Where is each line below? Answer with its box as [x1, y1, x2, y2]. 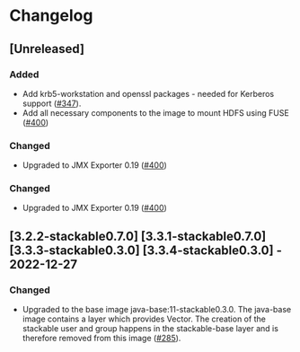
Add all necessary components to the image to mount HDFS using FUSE [22, 107, 289, 118]
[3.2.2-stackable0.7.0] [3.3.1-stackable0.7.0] [9, 228, 267, 243]
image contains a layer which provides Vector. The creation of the [22, 313, 267, 324]
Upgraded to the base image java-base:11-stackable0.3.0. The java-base [22, 304, 292, 315]
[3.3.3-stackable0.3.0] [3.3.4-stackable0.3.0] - [9, 242, 283, 258]
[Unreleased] [9, 41, 85, 57]
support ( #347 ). [22, 98, 82, 109]
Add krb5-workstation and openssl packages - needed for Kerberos [22, 88, 275, 99]
